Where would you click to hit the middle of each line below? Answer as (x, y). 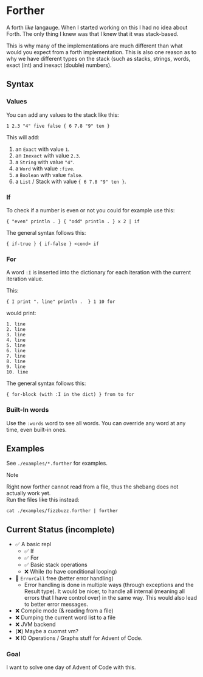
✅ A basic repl (33, 544)
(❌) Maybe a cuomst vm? (47, 631)
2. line (16, 330)
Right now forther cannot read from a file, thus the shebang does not (92, 487)
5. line (16, 345)
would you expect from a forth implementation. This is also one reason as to (101, 52)
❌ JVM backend (35, 625)
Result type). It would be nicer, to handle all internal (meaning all (105, 591)
